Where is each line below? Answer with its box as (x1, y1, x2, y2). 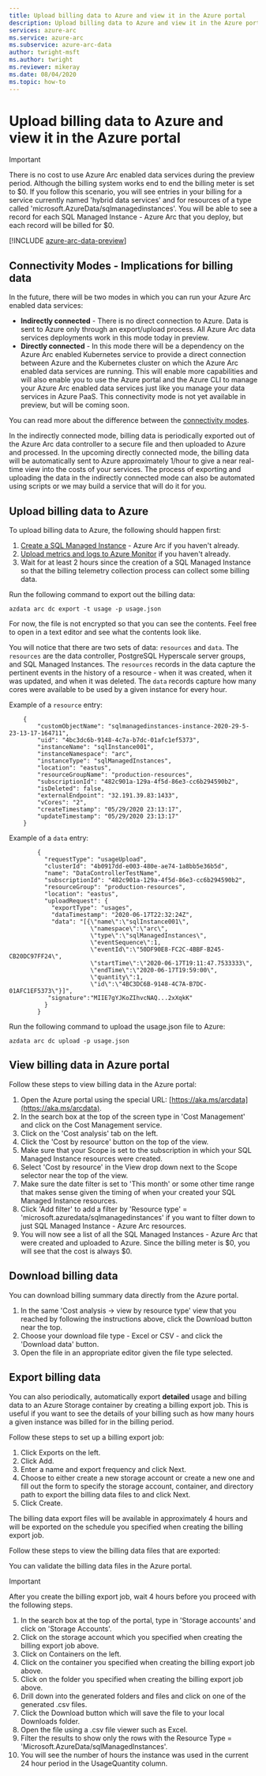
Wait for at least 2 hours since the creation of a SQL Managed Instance (20, 557, 251, 567)
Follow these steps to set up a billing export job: (9, 1432, 165, 1442)
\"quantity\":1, (90, 973, 144, 982)
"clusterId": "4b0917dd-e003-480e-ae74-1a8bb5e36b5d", (43, 862, 228, 871)
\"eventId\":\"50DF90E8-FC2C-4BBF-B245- (90, 945, 225, 954)
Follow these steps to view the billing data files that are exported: (9, 1546, 220, 1555)
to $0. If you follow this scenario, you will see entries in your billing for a (9, 187, 243, 196)
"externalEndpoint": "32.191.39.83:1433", (37, 792, 179, 800)
